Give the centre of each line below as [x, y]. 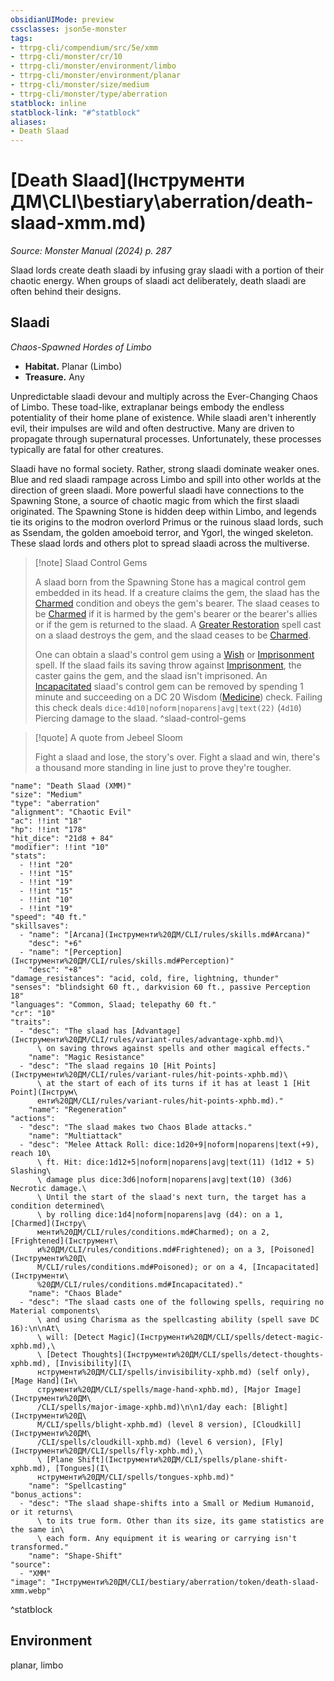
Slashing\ [31, 1171]
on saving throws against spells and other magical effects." [178, 1048]
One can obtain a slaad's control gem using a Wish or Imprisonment [174, 654]
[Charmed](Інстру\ [48, 1223]
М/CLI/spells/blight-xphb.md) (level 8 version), [142, 1424]
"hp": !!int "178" [48, 829]
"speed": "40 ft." [48, 917]
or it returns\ [42, 1512]
